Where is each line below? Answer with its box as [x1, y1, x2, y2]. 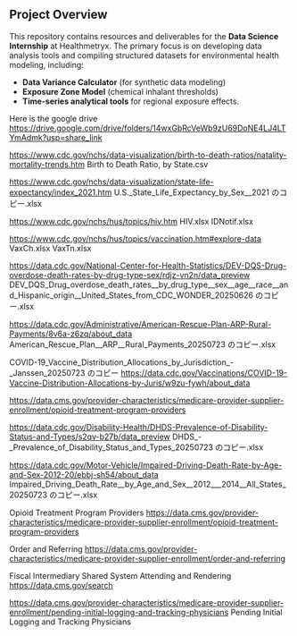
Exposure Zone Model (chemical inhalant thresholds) [21, 86, 219, 97]
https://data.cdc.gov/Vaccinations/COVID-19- [120, 367, 288, 378]
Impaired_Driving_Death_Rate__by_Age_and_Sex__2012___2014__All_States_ [9, 479, 287, 489]
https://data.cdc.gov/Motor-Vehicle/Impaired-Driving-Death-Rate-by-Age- [9, 460, 283, 471]
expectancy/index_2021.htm [9, 187, 112, 198]
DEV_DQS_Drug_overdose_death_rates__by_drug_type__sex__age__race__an [9, 279, 289, 290]
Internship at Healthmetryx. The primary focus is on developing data [9, 40, 262, 51]
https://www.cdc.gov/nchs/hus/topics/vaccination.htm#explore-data [9, 233, 261, 244]
